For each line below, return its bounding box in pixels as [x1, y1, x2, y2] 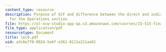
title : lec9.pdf [5, 35, 39, 40]
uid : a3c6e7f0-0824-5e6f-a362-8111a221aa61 [5, 40, 96, 45]
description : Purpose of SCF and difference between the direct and [5, 12, 149, 17]
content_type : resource [5, 7, 54, 12]
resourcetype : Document [5, 30, 54, 35]
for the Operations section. [9, 16, 70, 21]
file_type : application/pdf [5, 26, 63, 31]
